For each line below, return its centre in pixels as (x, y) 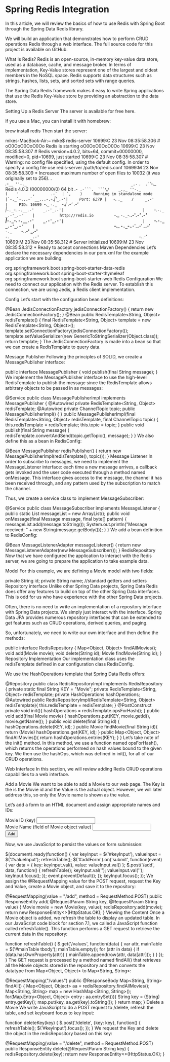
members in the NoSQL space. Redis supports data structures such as (78, 75)
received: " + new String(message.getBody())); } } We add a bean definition (84, 529)
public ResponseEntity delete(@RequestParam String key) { (67, 1048)
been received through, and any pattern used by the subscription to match (83, 483)
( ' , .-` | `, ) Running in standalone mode (79, 194)
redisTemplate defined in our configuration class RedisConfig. (70, 664)
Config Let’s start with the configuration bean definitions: (65, 299)
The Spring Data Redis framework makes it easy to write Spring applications (85, 90)
